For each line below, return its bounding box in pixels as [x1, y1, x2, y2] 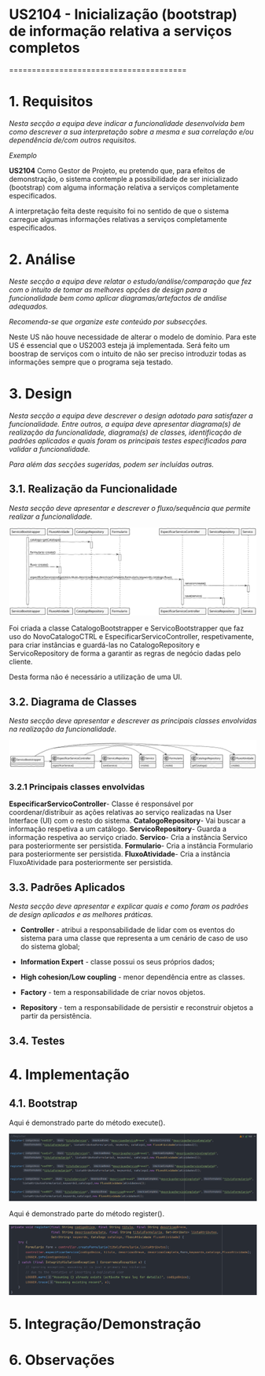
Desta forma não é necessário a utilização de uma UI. [9, 672, 182, 682]
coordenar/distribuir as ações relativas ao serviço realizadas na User [9, 808, 232, 817]
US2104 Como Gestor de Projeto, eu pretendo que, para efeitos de [9, 165, 226, 175]
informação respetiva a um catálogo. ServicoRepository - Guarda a [9, 824, 227, 834]
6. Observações [9, 1352, 115, 1369]
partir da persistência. [20, 1012, 92, 1021]
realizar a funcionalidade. [9, 512, 93, 521]
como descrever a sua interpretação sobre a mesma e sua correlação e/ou [9, 127, 254, 136]
